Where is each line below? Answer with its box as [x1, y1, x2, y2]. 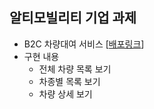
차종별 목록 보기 [38, 75, 101, 87]
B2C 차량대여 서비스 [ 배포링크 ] [23, 38, 145, 50]
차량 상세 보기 [38, 88, 93, 100]
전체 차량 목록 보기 [38, 63, 112, 75]
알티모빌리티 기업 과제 [9, 9, 137, 27]
